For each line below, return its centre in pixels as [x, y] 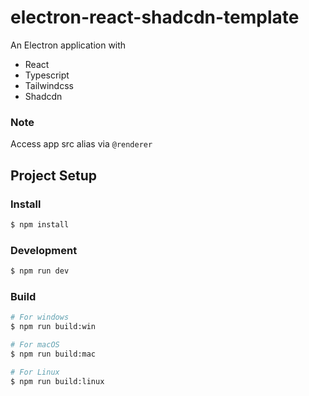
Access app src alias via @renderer [81, 144]
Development [44, 250]
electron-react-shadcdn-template [155, 17]
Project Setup [54, 175]
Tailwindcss [49, 85]
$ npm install [40, 224]
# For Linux [35, 372]
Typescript [47, 75]
